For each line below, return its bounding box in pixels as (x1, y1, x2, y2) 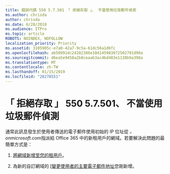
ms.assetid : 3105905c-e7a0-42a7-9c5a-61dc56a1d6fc (5, 46, 116, 51)
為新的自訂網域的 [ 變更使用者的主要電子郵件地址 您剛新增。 (12, 163, 137, 169)
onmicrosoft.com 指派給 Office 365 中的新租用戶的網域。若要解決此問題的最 (5, 135, 165, 141)
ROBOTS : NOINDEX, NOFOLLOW (5, 36, 63, 41)
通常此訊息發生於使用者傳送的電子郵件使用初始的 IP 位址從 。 (5, 128, 135, 135)
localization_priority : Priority (5, 41, 77, 46)
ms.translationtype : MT (5, 60, 56, 65)
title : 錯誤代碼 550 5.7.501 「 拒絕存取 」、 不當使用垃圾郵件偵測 (5, 7, 137, 13)
